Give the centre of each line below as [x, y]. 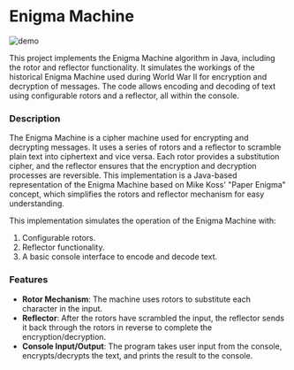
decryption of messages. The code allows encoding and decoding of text [143, 86]
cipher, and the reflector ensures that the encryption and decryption [133, 166]
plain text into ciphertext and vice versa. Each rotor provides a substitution [144, 157]
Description [35, 119]
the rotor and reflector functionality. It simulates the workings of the [132, 67]
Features [29, 280]
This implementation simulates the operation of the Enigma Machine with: [143, 221]
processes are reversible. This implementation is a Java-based [123, 175]
